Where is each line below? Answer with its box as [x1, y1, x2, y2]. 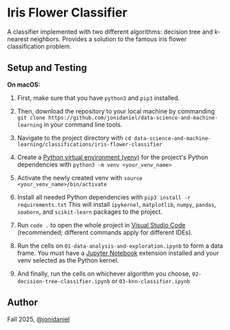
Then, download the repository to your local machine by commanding [17, 107, 215, 115]
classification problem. [7, 42, 72, 50]
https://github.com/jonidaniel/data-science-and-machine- [48, 114, 218, 121]
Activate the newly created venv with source [17, 173, 143, 181]
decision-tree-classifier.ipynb [17, 278, 110, 285]
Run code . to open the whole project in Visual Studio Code [17, 221, 186, 229]
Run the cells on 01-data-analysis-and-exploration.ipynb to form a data [17, 241, 224, 250]
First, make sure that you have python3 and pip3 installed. [17, 93, 180, 102]
